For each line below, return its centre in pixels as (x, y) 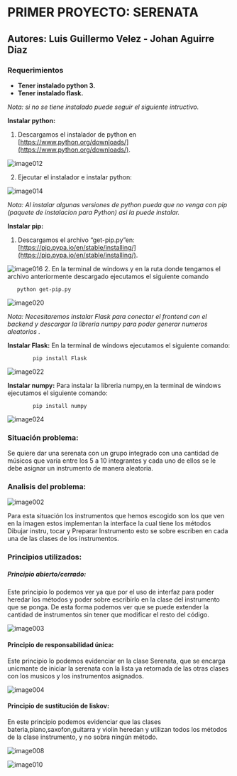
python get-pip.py (44, 289)
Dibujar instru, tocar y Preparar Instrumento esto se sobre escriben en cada (118, 531)
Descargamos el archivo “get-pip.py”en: (76, 240)
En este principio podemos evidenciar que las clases (84, 722)
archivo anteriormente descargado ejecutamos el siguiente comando (108, 276)
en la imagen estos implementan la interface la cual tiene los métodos (109, 523)
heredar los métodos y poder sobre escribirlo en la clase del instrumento (114, 599)
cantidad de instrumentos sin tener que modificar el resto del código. (108, 615)
